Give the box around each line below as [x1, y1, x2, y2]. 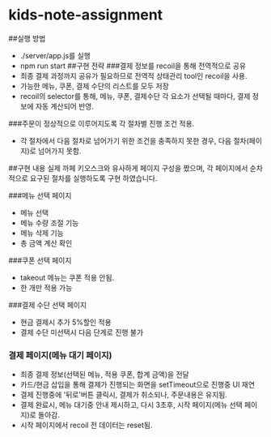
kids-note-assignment [8, 6, 163, 24]
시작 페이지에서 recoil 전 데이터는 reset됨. [19, 420, 153, 431]
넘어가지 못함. [37, 146, 82, 156]
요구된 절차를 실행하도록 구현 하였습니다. [29, 173, 158, 183]
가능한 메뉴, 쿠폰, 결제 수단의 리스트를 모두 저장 [19, 81, 170, 91]
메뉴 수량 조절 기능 [19, 217, 79, 228]
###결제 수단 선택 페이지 [8, 300, 87, 310]
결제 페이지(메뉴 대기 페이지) [8, 349, 112, 361]
